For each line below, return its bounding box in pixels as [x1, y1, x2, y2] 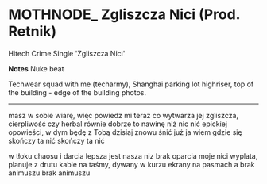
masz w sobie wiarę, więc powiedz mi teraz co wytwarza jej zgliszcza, [8, 110, 239, 120]
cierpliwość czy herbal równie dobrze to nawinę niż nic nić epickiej [8, 119, 228, 128]
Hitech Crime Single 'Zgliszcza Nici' [8, 48, 126, 58]
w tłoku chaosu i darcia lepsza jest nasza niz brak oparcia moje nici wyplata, [8, 151, 258, 160]
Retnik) [8, 22, 57, 40]
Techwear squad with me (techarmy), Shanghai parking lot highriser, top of [8, 79, 254, 89]
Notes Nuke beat [8, 63, 64, 73]
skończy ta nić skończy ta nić [8, 136, 105, 145]
